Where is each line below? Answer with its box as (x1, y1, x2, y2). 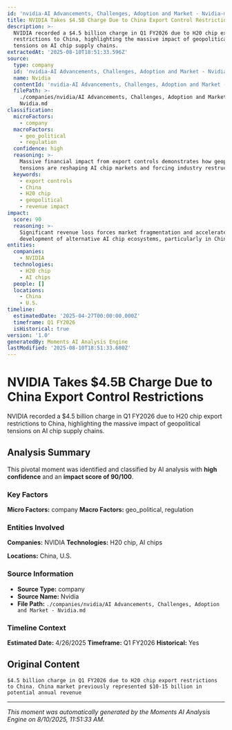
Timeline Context (7, 623, 66, 632)
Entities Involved (7, 523, 64, 533)
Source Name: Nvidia (17, 592, 79, 601)
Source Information (7, 569, 74, 578)
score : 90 (13, 216, 41, 223)
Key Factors (7, 489, 48, 499)
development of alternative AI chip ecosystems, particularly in (19, 235, 212, 242)
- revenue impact (19, 203, 70, 210)
